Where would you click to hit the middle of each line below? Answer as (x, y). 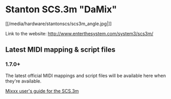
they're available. (24, 81)
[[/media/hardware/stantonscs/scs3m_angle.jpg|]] (59, 24)
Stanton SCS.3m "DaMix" (61, 9)
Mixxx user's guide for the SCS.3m (42, 91)
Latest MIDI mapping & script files (60, 50)
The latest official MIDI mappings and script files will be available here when (85, 75)
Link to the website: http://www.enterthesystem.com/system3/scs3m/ (79, 33)
